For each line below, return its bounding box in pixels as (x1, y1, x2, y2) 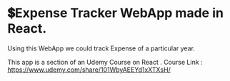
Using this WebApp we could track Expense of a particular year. (7, 44, 195, 53)
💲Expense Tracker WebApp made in (7, 5, 224, 21)
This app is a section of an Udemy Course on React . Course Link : (7, 58, 203, 66)
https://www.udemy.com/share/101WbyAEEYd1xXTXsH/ (7, 65, 171, 74)
